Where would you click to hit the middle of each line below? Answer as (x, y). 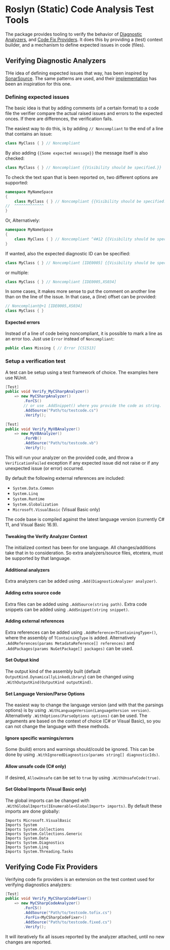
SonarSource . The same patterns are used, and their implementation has (81, 78)
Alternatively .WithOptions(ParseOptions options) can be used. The (76, 716)
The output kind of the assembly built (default (53, 671)
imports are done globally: (32, 811)
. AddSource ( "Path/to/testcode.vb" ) (61, 443)
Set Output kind (22, 660)
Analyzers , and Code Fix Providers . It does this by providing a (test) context (84, 40)
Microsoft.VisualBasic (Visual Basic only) (56, 509)
